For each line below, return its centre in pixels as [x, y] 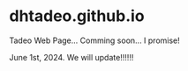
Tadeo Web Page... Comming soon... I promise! [95, 40]
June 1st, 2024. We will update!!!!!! [71, 57]
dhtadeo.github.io [77, 16]
